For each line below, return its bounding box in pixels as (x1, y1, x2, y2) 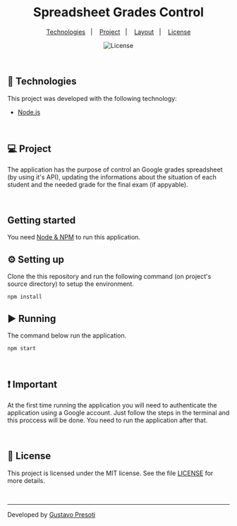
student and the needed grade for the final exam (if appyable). (7, 180, 188, 189)
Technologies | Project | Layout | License (46, 28, 191, 36)
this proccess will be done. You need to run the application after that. (7, 416, 208, 424)
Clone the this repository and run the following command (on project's (7, 273, 212, 281)
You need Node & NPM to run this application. (7, 233, 141, 241)
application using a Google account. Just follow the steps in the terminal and (7, 408, 230, 417)
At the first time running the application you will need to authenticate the (7, 400, 217, 410)
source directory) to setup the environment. (7, 280, 134, 288)
